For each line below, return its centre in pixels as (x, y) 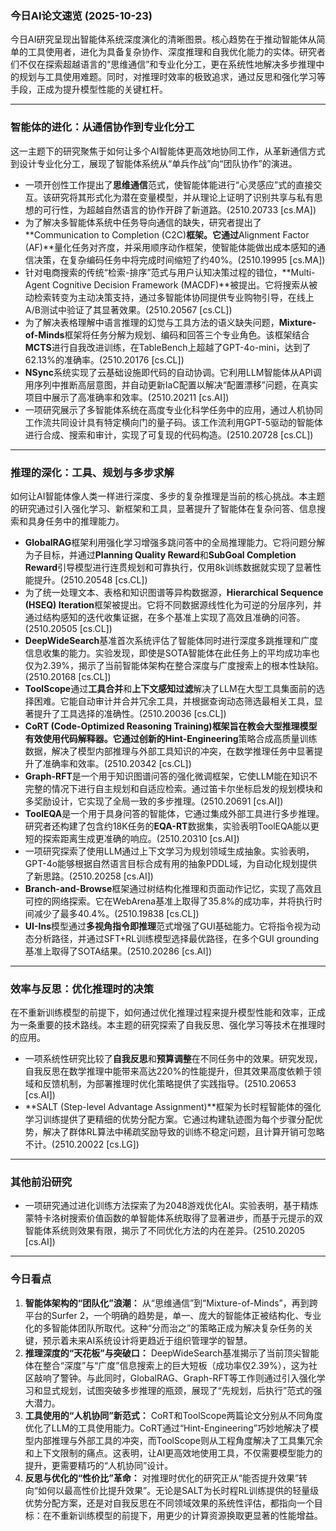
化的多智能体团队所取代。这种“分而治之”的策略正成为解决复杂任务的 (164, 1328)
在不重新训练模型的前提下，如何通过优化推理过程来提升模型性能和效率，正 (163, 1013)
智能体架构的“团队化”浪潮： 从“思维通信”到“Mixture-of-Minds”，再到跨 (171, 1303)
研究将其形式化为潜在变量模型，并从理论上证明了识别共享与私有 (183, 197)
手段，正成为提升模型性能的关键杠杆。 (89, 89)
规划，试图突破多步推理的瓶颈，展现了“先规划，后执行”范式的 (186, 1390)
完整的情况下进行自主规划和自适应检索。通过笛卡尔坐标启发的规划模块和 (173, 788)
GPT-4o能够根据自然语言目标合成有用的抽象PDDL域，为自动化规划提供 (171, 863)
